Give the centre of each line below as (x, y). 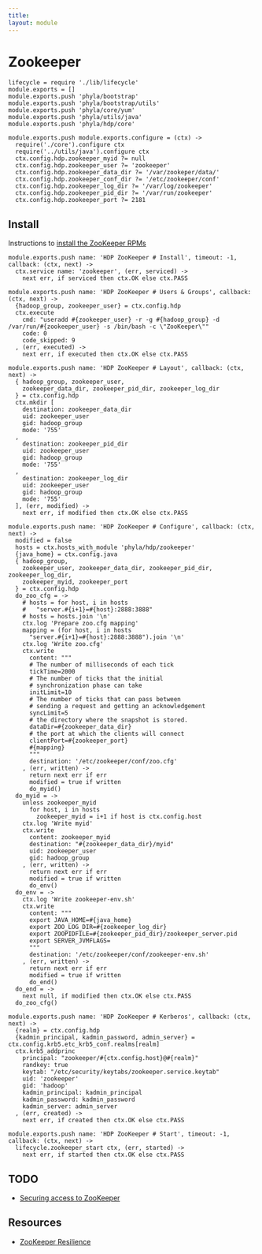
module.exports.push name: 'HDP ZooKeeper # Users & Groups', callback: (130, 293)
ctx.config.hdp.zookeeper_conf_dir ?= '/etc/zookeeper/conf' (118, 179)
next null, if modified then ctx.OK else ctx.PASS (107, 996)
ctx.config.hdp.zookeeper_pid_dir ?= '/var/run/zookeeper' (114, 193)
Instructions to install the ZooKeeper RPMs (77, 243)
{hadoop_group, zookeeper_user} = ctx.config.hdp (98, 306)
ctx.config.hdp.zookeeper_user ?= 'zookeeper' (93, 166)
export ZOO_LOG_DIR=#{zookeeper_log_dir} (98, 927)
